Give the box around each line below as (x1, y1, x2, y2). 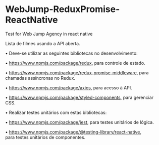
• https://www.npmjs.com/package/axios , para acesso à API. (5, 84, 132, 91)
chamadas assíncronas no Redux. (5, 75, 76, 81)
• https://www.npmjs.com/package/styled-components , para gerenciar (5, 94, 154, 100)
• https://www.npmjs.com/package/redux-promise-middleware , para (5, 69, 149, 76)
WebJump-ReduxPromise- (5, 4, 120, 15)
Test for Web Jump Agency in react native (5, 31, 93, 37)
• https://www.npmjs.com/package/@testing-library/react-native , (5, 129, 141, 135)
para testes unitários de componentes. (5, 134, 86, 140)
